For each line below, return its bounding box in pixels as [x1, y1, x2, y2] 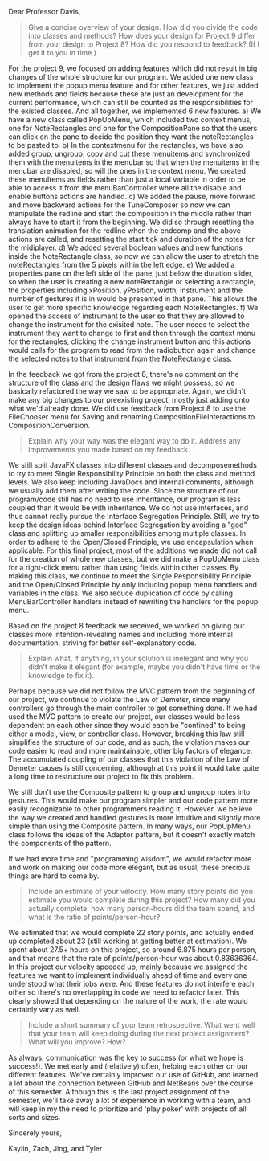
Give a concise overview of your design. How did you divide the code [27, 22, 259, 31]
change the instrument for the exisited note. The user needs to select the [8, 320, 251, 329]
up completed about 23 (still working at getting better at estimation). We [8, 936, 247, 946]
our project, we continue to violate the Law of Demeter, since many [8, 695, 230, 704]
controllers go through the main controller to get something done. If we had [8, 703, 258, 713]
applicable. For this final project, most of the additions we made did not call [8, 546, 257, 555]
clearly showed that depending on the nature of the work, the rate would [8, 996, 249, 1005]
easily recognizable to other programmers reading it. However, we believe [8, 804, 253, 814]
